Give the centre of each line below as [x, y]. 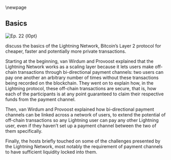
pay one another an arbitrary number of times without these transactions [82, 77]
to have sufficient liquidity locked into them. [51, 152]
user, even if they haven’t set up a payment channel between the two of [81, 126]
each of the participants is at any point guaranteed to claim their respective [84, 94]
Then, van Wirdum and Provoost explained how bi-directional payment [80, 109]
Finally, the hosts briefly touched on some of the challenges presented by [83, 141]
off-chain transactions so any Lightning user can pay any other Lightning [82, 120]
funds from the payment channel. [40, 99]
